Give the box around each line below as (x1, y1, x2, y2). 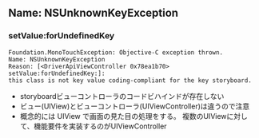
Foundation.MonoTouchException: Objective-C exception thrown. (8, 48, 224, 57)
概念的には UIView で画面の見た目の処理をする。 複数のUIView (19, 111, 227, 120)
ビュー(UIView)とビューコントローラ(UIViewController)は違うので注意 (19, 101, 250, 111)
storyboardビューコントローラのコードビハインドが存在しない (19, 91, 225, 101)
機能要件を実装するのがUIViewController (34, 121, 167, 131)
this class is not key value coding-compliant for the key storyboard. (8, 76, 252, 85)
